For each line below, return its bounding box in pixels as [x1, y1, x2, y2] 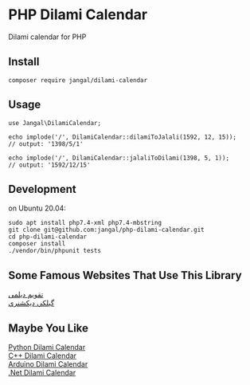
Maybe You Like [8, 321, 89, 335]
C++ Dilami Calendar [8, 351, 77, 360]
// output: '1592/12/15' [8, 161, 91, 169]
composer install [8, 240, 66, 248]
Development [8, 182, 77, 196]
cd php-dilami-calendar [8, 233, 88, 241]
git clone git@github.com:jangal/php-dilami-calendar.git [8, 226, 205, 234]
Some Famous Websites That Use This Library [8, 269, 242, 282]
